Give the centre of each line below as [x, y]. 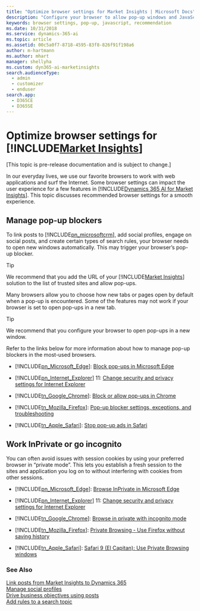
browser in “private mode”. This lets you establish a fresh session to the [94, 465]
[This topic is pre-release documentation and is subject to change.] [89, 165]
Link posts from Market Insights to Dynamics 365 [66, 583]
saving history [32, 536]
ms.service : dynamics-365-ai [42, 34]
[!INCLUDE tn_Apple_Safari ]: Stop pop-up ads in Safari [81, 425]
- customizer [28, 84]
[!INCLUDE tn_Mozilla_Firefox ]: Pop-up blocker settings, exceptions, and [103, 408]
